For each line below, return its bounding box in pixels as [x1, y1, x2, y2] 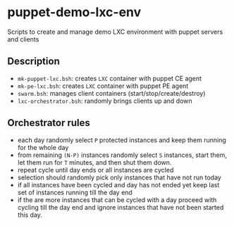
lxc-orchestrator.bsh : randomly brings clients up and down [17, 96, 192, 105]
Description [7, 56, 60, 68]
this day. [17, 211, 42, 219]
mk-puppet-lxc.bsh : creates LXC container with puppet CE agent [17, 74, 202, 82]
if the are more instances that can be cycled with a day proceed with [17, 195, 217, 204]
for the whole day [17, 143, 69, 151]
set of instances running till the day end [17, 188, 133, 196]
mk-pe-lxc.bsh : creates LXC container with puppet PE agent [17, 82, 189, 90]
